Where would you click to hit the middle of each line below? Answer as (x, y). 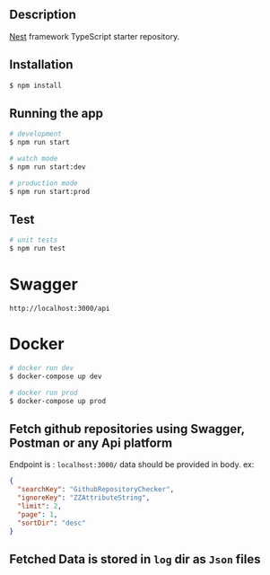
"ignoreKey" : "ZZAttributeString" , (84, 498)
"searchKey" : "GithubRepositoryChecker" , (96, 490)
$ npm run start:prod (50, 191)
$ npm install (36, 85)
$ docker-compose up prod (57, 401)
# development (36, 134)
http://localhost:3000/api (60, 309)
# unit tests (34, 240)
